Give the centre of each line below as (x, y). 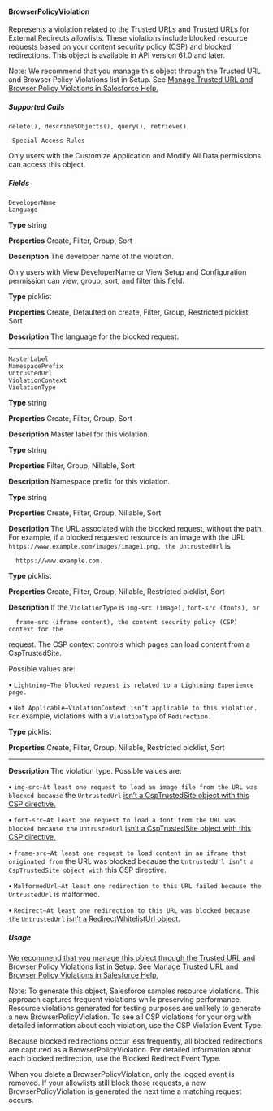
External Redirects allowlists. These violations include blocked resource (128, 38)
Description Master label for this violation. (79, 434)
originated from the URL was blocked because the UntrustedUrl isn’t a (131, 861)
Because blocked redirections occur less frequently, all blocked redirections (136, 1041)
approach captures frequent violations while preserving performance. (125, 1000)
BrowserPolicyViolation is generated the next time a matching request (125, 1091)
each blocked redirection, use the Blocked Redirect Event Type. (115, 1059)
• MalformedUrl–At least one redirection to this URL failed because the (135, 886)
